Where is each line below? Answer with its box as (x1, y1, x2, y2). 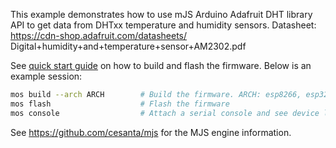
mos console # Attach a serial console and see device (10, 108, 320, 118)
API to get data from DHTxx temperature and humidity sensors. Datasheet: (10, 19, 317, 31)
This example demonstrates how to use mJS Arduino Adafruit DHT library (10, 9, 313, 20)
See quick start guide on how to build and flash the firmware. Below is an (10, 60, 312, 71)
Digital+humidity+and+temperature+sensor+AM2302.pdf (10, 40, 247, 52)
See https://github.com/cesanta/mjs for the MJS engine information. (10, 126, 292, 138)
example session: (10, 70, 83, 82)
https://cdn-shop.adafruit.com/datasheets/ (10, 30, 188, 41)
